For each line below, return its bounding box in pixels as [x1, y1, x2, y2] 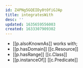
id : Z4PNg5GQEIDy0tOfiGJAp [5, 7, 63, 13]
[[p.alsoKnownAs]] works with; [12, 40, 78, 47]
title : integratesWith [5, 12, 53, 17]
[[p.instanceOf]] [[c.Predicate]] [12, 57, 78, 63]
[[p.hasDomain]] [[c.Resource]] [12, 46, 78, 52]
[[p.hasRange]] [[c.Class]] [12, 52, 67, 58]
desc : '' [5, 17, 24, 22]
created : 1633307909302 [5, 27, 56, 32]
